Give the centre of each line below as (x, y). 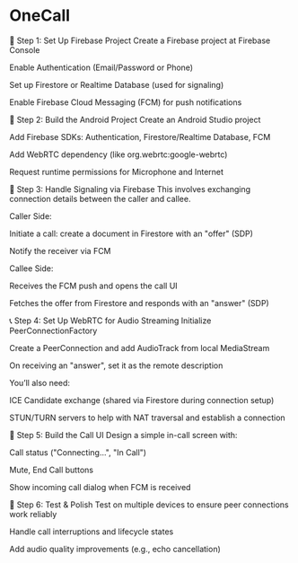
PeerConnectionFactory (53, 330)
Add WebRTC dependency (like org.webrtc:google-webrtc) (118, 154)
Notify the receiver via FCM (60, 251)
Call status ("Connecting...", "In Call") (78, 452)
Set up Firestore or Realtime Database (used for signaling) (117, 84)
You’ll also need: (39, 383)
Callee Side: (31, 268)
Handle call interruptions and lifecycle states (92, 532)
